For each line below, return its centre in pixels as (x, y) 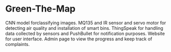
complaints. (18, 44)
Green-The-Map (40, 9)
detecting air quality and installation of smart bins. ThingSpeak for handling (84, 28)
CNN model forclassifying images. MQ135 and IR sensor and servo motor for (86, 23)
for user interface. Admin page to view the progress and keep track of (79, 39)
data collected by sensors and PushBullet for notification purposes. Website (85, 33)
